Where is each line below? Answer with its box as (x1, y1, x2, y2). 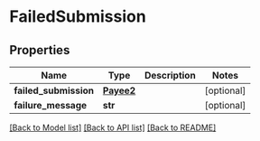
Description (144, 70, 196, 81)
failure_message (14, 99, 88, 111)
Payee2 (102, 84, 136, 97)
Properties (9, 42, 70, 58)
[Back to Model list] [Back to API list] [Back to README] (9, 122, 217, 133)
